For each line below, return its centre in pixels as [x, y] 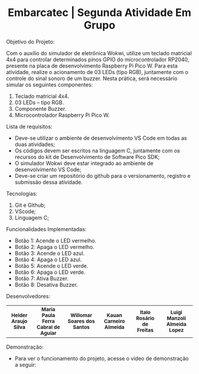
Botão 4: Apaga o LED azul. [48, 259]
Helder [19, 315]
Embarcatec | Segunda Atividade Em [99, 13]
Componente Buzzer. [41, 108]
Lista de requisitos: [29, 126]
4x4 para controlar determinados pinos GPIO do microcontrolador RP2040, [98, 59]
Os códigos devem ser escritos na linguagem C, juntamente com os [97, 151]
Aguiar [49, 333]
